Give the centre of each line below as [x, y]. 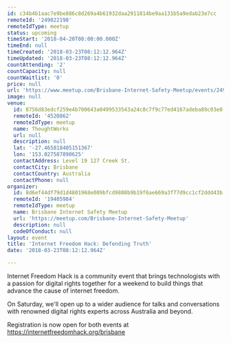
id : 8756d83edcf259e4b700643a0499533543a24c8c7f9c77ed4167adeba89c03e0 [118, 110]
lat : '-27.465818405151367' [54, 148]
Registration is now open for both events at [68, 325]
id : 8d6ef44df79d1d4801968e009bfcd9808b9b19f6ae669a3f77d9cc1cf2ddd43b [118, 193]
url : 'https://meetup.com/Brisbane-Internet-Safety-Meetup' [101, 218]
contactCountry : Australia [52, 174]
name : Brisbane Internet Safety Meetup [70, 212]
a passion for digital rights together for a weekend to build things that [105, 283]
